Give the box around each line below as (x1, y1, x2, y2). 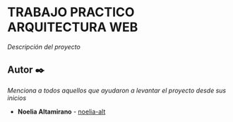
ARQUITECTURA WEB (7, 19, 138, 35)
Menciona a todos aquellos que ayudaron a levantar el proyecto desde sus (7, 86, 227, 94)
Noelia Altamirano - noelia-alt (17, 107, 106, 116)
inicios (7, 93, 27, 102)
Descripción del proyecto (7, 42, 81, 51)
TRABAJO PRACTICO (7, 4, 135, 20)
